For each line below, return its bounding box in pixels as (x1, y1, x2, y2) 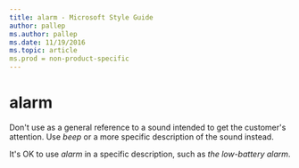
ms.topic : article (9, 46, 78, 55)
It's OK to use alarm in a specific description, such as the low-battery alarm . (9, 148, 291, 159)
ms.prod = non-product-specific (9, 54, 129, 63)
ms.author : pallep (9, 29, 78, 38)
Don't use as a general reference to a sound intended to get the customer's (9, 122, 287, 132)
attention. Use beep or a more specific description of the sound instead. (9, 131, 274, 142)
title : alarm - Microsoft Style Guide (9, 12, 154, 22)
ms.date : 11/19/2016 (9, 37, 87, 47)
